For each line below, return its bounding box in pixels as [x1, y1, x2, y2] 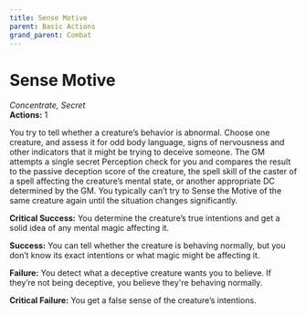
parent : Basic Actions [9, 22, 96, 31]
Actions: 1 [9, 110, 48, 121]
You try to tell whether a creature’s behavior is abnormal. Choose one [9, 127, 270, 138]
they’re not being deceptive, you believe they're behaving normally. [9, 278, 263, 289]
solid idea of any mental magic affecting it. [9, 223, 170, 234]
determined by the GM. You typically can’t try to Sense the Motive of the [9, 185, 282, 196]
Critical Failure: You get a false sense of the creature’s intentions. [9, 295, 258, 306]
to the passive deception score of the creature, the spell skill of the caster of [9, 166, 298, 177]
